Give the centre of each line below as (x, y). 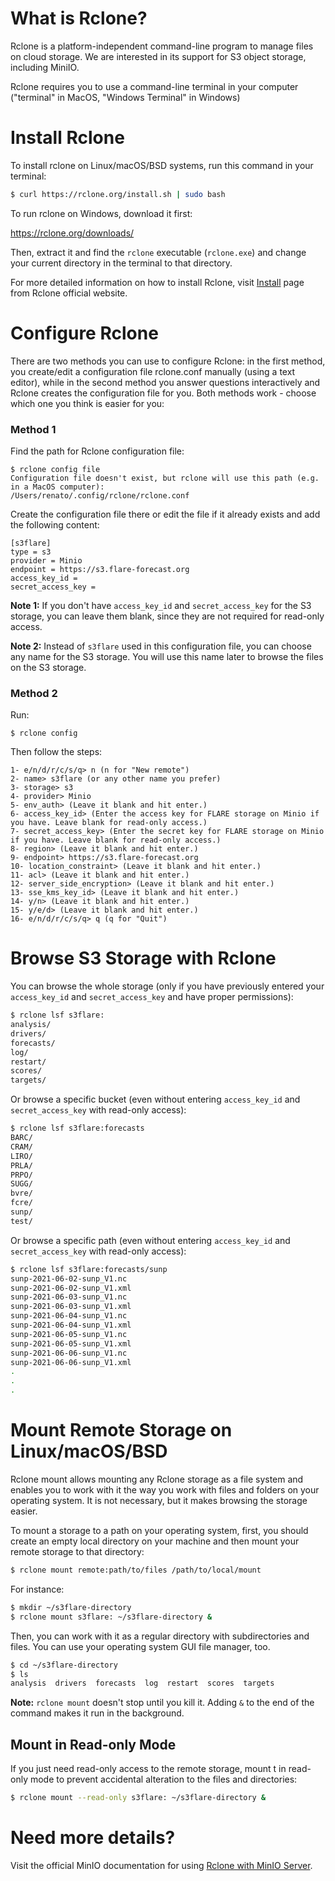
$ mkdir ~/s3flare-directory (71, 1607)
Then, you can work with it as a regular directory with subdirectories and (160, 1636)
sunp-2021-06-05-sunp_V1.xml (71, 1343)
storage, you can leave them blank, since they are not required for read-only (167, 616)
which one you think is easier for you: (87, 403)
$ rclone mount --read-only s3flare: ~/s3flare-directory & (138, 1798)
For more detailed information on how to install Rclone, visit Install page (157, 282)
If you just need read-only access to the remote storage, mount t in (148, 1769)
